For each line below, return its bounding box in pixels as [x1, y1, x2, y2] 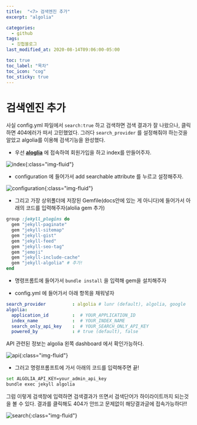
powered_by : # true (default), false [11, 329, 139, 335]
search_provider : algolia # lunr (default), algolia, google [6, 302, 186, 308]
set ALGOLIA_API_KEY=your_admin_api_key [6, 376, 107, 382]
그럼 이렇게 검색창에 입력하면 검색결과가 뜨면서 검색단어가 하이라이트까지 [6, 393, 173, 400]
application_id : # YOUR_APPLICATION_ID [11, 312, 136, 318]
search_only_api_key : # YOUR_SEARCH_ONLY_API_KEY [11, 323, 149, 329]
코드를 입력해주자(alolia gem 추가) [25, 204, 105, 211]
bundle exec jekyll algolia [6, 381, 75, 387]
